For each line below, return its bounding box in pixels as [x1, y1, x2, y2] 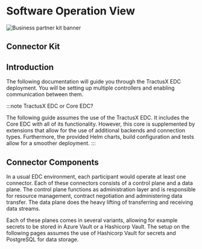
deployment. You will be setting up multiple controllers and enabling [6, 84, 175, 91]
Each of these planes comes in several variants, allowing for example [6, 217, 178, 224]
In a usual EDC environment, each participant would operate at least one [6, 173, 186, 180]
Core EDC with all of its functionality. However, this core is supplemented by [6, 120, 195, 128]
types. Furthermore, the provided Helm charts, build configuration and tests [6, 134, 194, 141]
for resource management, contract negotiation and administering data [6, 192, 183, 199]
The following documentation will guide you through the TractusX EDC [6, 78, 181, 85]
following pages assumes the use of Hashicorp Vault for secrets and [6, 229, 176, 236]
